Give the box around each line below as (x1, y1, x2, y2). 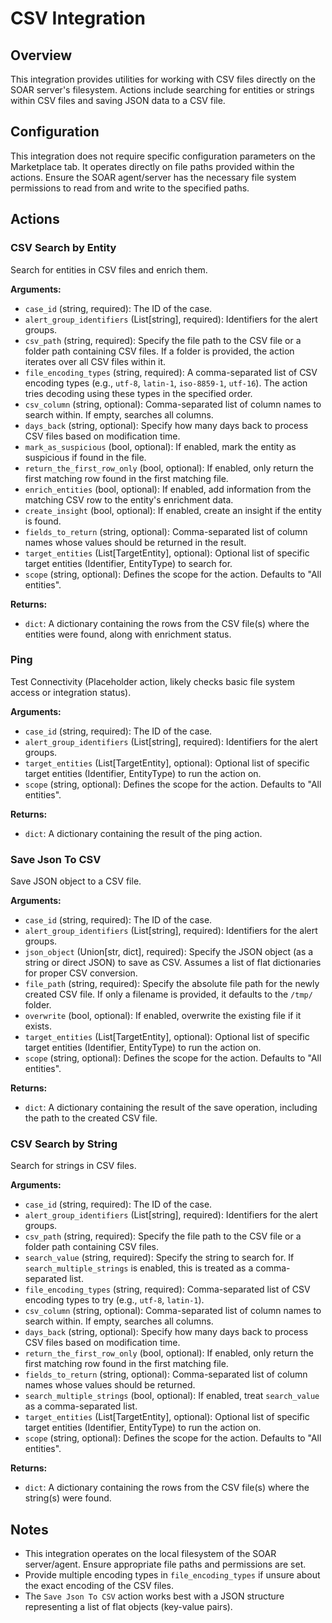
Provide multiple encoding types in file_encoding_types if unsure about (24, 1569, 321, 1581)
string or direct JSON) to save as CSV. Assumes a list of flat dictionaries (24, 957, 322, 969)
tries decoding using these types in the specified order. (24, 387, 253, 399)
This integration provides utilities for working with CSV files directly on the (10, 73, 316, 85)
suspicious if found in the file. (24, 451, 147, 463)
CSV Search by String (10, 1137, 118, 1151)
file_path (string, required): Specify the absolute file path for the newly (24, 978, 320, 990)
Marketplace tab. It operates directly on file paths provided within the (10, 160, 295, 172)
